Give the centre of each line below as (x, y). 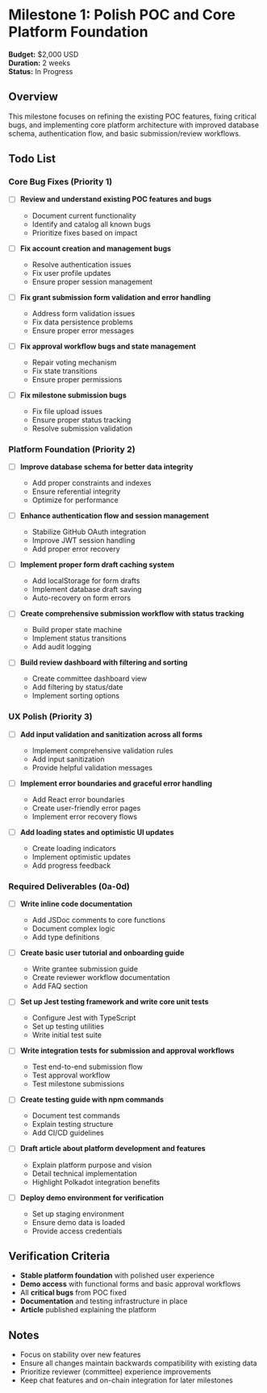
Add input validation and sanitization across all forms (111, 734)
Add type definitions (66, 937)
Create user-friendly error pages (86, 807)
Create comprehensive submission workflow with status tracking (132, 614)
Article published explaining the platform (88, 1310)
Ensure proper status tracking (81, 419)
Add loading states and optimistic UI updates (97, 832)
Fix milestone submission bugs (73, 395)
